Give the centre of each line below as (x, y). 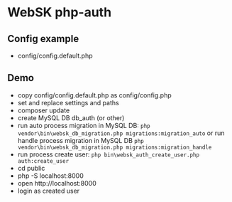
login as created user (49, 191)
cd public (31, 168)
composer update (44, 110)
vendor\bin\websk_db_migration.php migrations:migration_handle (115, 147)
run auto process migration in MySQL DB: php (84, 125)
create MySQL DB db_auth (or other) (71, 117)
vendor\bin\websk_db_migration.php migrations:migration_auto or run (121, 133)
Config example (43, 39)
